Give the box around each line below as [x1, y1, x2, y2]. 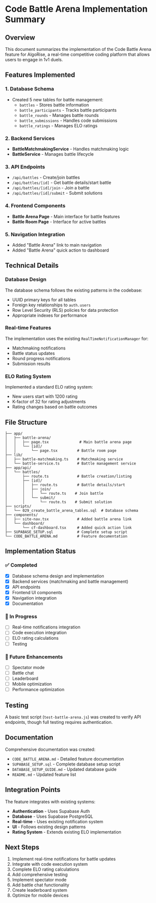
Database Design [5, 276, 47, 283]
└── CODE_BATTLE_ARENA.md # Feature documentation [5, 533, 128, 539]
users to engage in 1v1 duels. [5, 57, 63, 62]
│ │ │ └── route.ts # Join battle [5, 491, 104, 496]
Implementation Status [5, 547, 76, 556]
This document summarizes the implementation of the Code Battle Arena [5, 46, 152, 52]
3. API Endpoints [5, 163, 45, 170]
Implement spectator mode [12, 877, 67, 883]
